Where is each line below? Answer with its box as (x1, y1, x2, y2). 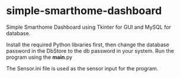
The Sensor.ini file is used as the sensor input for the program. (6, 65, 159, 72)
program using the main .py (6, 53, 73, 60)
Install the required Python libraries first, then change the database (6, 41, 170, 48)
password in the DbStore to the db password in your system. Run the (6, 47, 175, 54)
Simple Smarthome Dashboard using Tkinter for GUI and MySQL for (6, 23, 172, 30)
